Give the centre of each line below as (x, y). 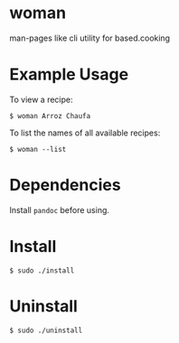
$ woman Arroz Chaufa (50, 116)
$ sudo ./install (42, 270)
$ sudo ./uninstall (46, 330)
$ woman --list (38, 149)
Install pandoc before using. (60, 209)
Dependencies (65, 185)
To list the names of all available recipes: (85, 133)
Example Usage (69, 74)
